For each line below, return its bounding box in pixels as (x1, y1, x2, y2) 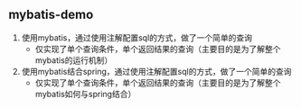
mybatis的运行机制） (34, 54, 113, 66)
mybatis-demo (8, 7, 94, 22)
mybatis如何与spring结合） (34, 88, 136, 99)
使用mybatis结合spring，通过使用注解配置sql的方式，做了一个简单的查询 (21, 66, 292, 76)
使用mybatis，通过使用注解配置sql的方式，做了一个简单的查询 (21, 31, 253, 43)
